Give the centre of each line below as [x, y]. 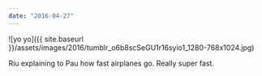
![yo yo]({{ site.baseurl [46, 39]
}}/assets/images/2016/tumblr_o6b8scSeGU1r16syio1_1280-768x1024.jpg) [131, 47]
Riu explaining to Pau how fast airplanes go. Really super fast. [112, 63]
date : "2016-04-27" [41, 16]
